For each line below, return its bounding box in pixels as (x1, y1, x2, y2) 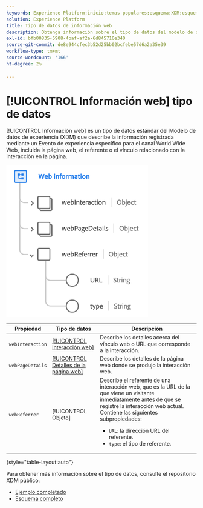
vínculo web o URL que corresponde (99, 340, 191, 348)
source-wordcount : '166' (6, 55, 69, 61)
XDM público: (6, 476, 40, 484)
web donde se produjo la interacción (99, 361, 191, 369)
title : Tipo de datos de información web (6, 22, 112, 28)
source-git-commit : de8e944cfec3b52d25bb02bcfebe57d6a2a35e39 (6, 42, 166, 48)
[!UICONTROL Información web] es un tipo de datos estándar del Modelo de (6, 127, 196, 135)
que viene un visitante (99, 389, 155, 396)
